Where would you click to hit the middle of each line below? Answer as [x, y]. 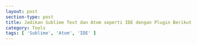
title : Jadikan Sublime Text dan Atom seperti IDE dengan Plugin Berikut [99, 22]
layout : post [22, 11]
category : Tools [26, 28]
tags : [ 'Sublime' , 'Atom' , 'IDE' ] [51, 33]
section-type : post [30, 17]
